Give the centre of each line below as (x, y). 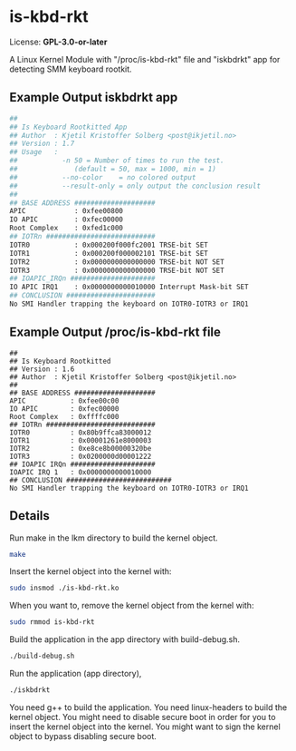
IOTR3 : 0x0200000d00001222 (81, 456)
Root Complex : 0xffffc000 (64, 416)
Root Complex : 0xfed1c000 (67, 229)
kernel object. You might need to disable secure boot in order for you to (143, 717)
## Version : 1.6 (42, 369)
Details (29, 516)
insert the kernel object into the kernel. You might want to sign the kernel (145, 727)
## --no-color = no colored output (103, 177)
